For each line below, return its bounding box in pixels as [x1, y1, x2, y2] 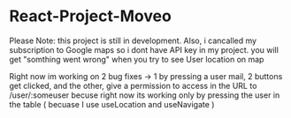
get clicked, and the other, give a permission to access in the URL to [9, 80, 257, 91]
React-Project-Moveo [9, 6, 172, 26]
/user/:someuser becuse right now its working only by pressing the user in [9, 90, 280, 100]
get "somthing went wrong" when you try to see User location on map [9, 54, 264, 64]
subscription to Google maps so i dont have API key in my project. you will [9, 44, 279, 55]
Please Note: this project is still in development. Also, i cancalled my [9, 35, 257, 46]
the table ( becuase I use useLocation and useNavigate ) [9, 99, 215, 109]
